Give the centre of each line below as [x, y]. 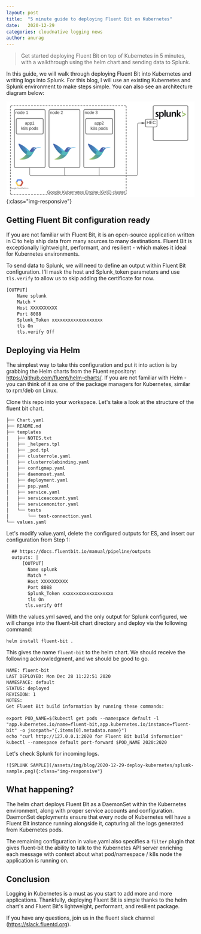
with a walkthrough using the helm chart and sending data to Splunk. [106, 62]
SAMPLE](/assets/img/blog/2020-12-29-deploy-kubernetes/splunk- [112, 765]
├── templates [24, 432]
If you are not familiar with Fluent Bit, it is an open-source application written [100, 235]
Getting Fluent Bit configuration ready [78, 220]
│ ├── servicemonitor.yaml [42, 504]
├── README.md [24, 426]
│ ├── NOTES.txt [29, 438]
